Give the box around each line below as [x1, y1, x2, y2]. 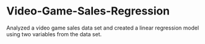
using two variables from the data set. [6, 30, 102, 37]
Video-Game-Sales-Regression [6, 4, 170, 18]
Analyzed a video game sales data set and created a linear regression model [6, 24, 199, 31]
